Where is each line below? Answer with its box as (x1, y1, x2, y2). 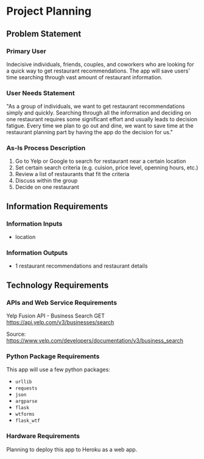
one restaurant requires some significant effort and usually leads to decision (6, 116, 198, 123)
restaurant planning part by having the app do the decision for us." (6, 129, 174, 136)
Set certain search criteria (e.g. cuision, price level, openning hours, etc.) (15, 164, 199, 171)
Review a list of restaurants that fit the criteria (15, 171, 130, 178)
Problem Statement (6, 29, 82, 39)
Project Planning (6, 4, 92, 18)
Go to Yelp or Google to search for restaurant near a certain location (15, 157, 186, 165)
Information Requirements (6, 201, 108, 212)
